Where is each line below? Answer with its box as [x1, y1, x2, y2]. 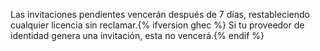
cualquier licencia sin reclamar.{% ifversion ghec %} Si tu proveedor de [10, 19, 305, 31]
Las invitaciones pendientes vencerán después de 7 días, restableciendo [10, 9, 310, 20]
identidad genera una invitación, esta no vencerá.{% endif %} [10, 30, 265, 41]
